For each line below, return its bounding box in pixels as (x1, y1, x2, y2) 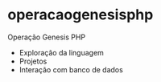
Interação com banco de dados (19, 64, 124, 74)
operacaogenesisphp (7, 6, 154, 24)
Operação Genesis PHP (7, 32, 86, 42)
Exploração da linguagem (19, 47, 104, 57)
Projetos (19, 56, 47, 66)
